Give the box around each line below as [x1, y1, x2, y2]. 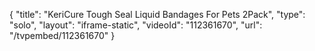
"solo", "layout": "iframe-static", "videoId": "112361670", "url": [9, 19, 263, 31]
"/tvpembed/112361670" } [9, 30, 116, 41]
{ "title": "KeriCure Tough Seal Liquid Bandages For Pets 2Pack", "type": [9, 9, 306, 20]
